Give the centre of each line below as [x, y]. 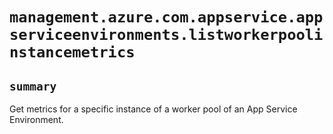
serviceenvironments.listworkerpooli [166, 35]
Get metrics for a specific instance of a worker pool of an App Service [153, 109]
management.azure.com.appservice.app [166, 17]
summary [33, 86]
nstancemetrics [72, 52]
